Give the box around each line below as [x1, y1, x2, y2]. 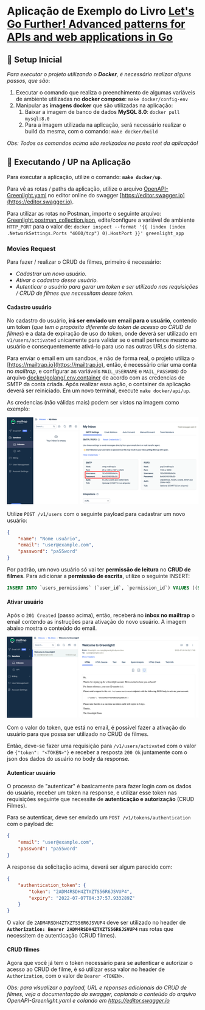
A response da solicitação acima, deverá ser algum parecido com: [7, 863, 173, 871]
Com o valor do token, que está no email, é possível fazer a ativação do [7, 724, 186, 732]
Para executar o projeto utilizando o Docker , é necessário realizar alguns [7, 71, 191, 77]
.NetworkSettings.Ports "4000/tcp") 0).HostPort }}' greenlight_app [7, 230, 184, 236]
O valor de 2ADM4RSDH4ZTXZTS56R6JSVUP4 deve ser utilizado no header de [7, 919, 186, 927]
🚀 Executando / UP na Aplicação [7, 157, 131, 168]
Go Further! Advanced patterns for [7, 17, 186, 31]
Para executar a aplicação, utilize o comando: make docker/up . [7, 173, 162, 180]
